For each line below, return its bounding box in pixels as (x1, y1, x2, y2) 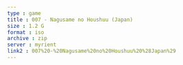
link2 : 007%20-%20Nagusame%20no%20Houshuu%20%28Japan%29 (7, 48, 176, 55)
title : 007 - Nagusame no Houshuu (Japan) (7, 16, 134, 23)
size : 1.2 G (7, 22, 45, 29)
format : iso (7, 28, 45, 36)
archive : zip (7, 35, 48, 42)
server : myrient (7, 41, 57, 48)
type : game (7, 9, 41, 17)
